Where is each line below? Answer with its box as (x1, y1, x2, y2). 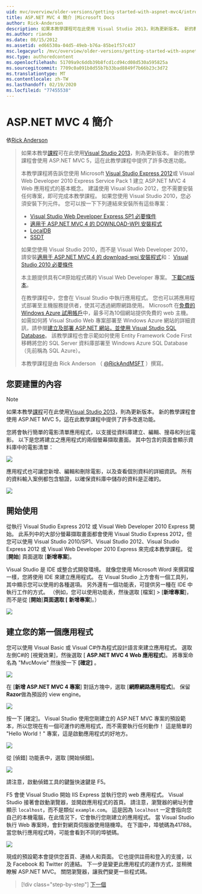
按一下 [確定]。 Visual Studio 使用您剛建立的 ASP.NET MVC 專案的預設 (6, 715, 181, 722)
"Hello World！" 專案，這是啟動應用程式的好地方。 (6, 730, 131, 737)
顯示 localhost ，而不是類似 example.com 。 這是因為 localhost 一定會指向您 (6, 806, 192, 814)
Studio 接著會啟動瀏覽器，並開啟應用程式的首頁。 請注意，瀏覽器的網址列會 (6, 799, 194, 806)
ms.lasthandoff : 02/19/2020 (6, 82, 77, 88)
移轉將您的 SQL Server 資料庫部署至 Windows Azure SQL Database (20, 339, 188, 346)
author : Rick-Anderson (6, 20, 63, 26)
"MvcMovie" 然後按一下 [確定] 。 (17, 659, 100, 666)
